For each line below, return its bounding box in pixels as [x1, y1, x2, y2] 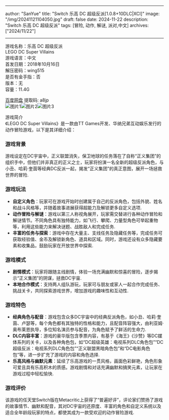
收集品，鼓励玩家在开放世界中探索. [21, 242, 94, 248]
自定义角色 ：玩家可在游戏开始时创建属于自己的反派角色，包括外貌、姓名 [12, 198, 162, 204]
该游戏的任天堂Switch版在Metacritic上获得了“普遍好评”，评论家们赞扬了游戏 [5, 397, 163, 403]
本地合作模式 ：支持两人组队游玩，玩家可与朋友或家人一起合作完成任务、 [12, 281, 162, 287]
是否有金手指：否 [5, 74, 41, 80]
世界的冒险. [5, 172, 29, 178]
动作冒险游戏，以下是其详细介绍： [5, 127, 76, 133]
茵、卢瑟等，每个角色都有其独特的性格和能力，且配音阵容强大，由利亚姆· [12, 320, 164, 326]
